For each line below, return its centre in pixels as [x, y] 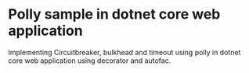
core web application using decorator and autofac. [90, 61]
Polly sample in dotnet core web [114, 14]
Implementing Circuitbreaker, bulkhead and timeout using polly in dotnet [125, 52]
